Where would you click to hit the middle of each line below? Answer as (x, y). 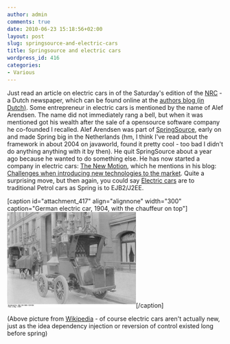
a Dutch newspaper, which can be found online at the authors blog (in (106, 100)
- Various (21, 72)
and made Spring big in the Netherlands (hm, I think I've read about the (107, 137)
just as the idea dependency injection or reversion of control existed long (111, 325)
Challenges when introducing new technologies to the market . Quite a (106, 173)
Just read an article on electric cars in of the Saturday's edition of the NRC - (115, 93)
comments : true (29, 22)
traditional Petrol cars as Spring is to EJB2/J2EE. (76, 187)
